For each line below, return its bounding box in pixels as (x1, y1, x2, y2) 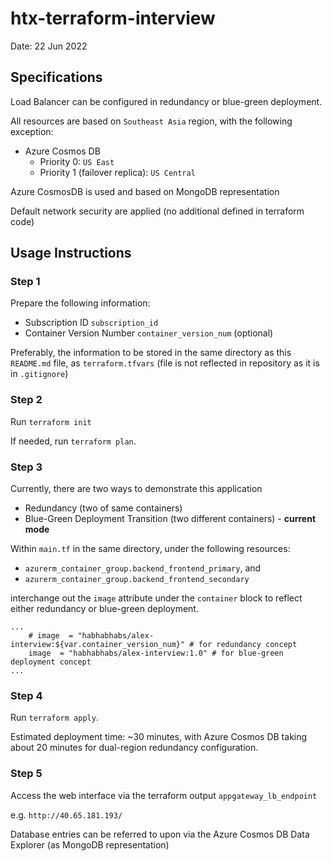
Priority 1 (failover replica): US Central (39, 166, 196, 178)
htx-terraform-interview (10, 7, 216, 30)
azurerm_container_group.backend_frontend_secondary (24, 575, 250, 585)
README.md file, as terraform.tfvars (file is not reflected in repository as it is (10, 357, 320, 369)
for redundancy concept (198, 640, 298, 650)
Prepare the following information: (10, 297, 151, 309)
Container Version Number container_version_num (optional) (24, 327, 274, 339)
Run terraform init (10, 415, 92, 427)
